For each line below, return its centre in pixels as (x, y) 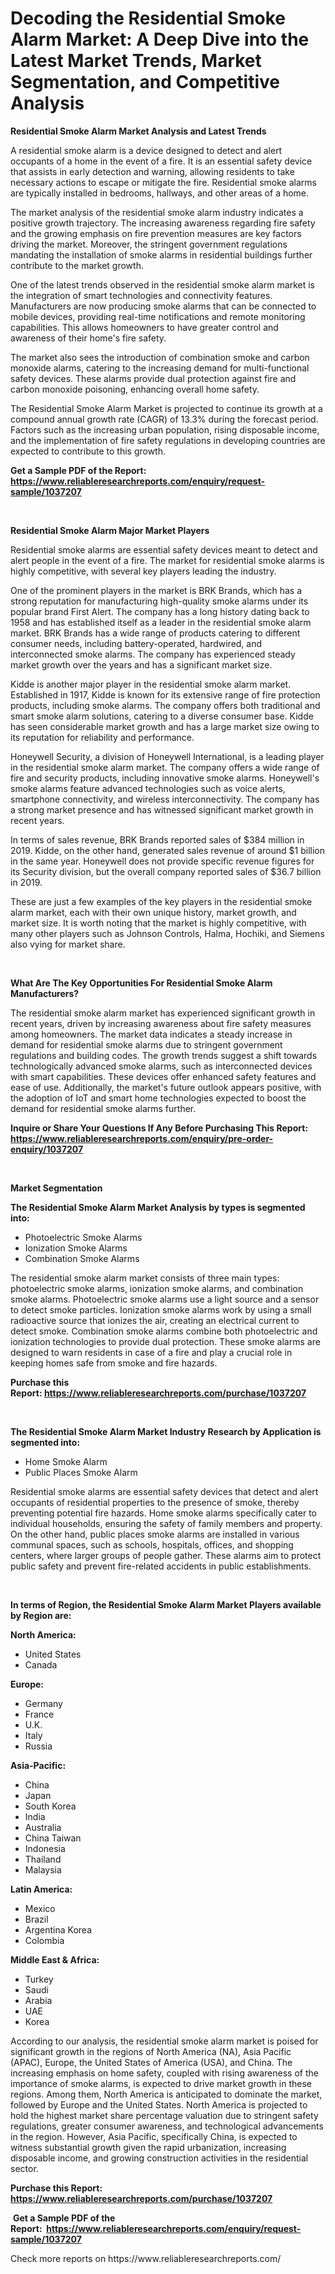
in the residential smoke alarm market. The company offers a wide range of (165, 767)
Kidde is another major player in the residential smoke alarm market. (151, 684)
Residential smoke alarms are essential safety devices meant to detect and (164, 549)
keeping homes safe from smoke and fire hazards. (114, 1363)
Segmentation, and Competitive (145, 82)
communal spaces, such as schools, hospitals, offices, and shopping (152, 1544)
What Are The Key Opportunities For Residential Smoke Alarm (141, 983)
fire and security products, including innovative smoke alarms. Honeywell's (165, 778)
